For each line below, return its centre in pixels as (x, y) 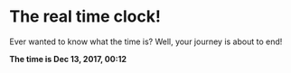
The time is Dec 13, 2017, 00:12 (68, 59)
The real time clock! (85, 17)
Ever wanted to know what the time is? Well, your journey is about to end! (146, 41)
